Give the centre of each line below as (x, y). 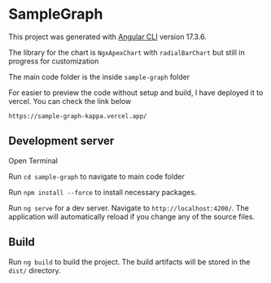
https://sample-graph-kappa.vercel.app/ (78, 116)
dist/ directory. (35, 270)
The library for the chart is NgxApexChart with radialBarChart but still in (127, 52)
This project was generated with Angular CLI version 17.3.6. (108, 37)
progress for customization (54, 61)
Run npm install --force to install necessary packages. (103, 192)
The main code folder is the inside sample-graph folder (99, 76)
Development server (61, 141)
